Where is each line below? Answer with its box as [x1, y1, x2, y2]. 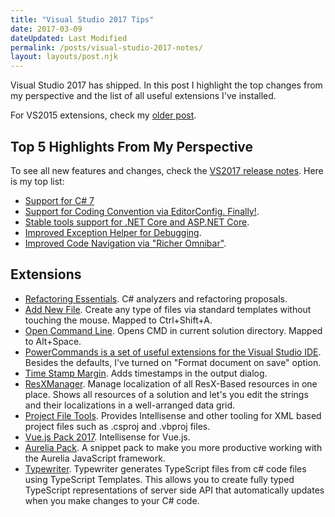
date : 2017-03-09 [10, 24, 83, 34]
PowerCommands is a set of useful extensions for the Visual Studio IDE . [24, 346, 322, 358]
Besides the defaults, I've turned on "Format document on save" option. [24, 356, 322, 368]
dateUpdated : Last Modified [10, 33, 128, 43]
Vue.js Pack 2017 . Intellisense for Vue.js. [24, 431, 191, 443]
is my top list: [10, 175, 65, 187]
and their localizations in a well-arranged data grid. [24, 399, 236, 411]
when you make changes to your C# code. [24, 494, 200, 506]
